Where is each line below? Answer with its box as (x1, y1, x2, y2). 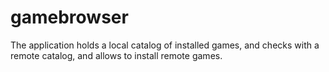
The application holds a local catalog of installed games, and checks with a (10, 39, 320, 51)
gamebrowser (10, 6, 129, 29)
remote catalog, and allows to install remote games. (10, 49, 223, 61)
